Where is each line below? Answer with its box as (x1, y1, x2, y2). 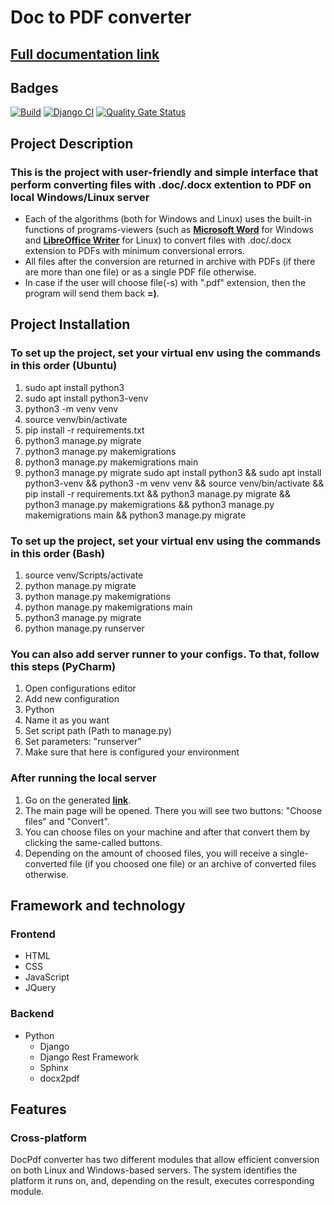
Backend (10, 1007, 55, 1021)
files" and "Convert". (24, 815, 110, 827)
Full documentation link (10, 46, 160, 63)
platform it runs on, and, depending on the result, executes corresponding (10, 1175, 315, 1187)
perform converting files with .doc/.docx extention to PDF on (10, 177, 312, 191)
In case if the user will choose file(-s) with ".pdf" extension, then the (24, 277, 307, 289)
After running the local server (10, 771, 157, 785)
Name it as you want (24, 714, 110, 726)
